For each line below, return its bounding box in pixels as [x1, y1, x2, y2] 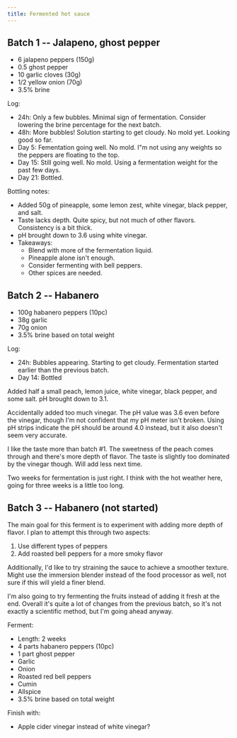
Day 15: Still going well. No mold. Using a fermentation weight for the [17, 158, 218, 167]
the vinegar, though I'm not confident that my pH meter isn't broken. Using [7, 416, 224, 424]
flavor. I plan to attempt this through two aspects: [7, 528, 151, 536]
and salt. [17, 209, 43, 217]
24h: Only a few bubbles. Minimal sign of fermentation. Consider [17, 113, 207, 121]
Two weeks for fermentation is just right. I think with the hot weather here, [7, 473, 223, 483]
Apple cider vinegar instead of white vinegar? [17, 722, 151, 731]
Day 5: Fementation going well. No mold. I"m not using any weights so [17, 143, 222, 152]
